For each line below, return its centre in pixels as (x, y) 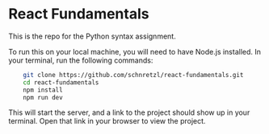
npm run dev (43, 97)
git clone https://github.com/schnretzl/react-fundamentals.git (133, 75)
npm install (43, 90)
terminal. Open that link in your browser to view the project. (107, 121)
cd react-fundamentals (61, 82)
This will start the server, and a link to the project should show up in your (129, 112)
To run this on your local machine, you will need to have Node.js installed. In (134, 51)
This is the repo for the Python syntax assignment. (92, 36)
